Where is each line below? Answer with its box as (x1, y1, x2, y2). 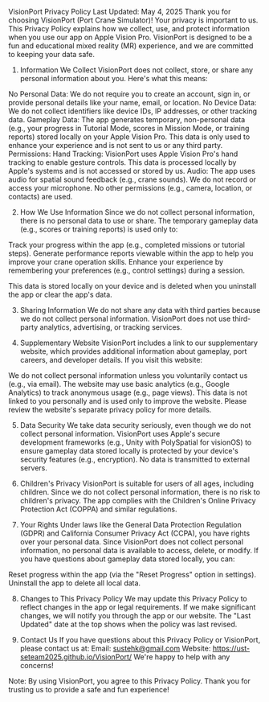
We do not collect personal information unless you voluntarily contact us (8, 371, 248, 380)
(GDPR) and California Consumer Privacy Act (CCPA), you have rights (19, 528, 251, 538)
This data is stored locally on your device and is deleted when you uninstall (8, 281, 257, 290)
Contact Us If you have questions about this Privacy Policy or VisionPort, (19, 635, 261, 644)
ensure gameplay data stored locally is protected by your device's (19, 446, 238, 455)
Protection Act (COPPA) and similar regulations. (19, 504, 178, 514)
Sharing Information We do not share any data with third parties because (19, 306, 261, 314)
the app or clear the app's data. (8, 289, 112, 299)
